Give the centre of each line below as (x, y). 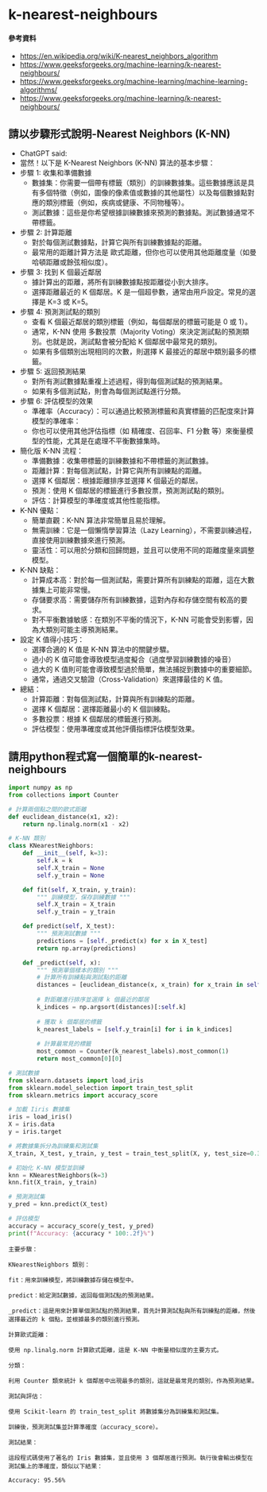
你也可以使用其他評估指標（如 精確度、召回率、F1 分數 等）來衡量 (139, 431)
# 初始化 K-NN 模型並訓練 (46, 1168)
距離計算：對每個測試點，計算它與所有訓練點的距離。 (119, 471)
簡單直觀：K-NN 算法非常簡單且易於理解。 (101, 520)
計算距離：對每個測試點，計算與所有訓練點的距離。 (115, 699)
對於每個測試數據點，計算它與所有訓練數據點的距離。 (119, 242)
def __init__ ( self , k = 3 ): (66, 853)
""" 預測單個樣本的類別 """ (78, 970)
